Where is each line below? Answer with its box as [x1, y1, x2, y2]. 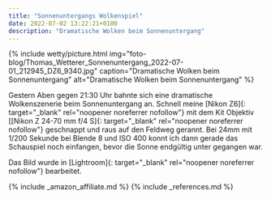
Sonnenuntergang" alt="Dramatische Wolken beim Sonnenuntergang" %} [8, 74, 255, 85]
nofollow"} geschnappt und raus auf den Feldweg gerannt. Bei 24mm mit [8, 125, 253, 134]
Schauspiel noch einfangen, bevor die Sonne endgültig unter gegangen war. [8, 142, 264, 152]
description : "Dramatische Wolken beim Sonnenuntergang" [8, 27, 205, 35]
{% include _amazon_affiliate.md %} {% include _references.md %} [8, 182, 234, 192]
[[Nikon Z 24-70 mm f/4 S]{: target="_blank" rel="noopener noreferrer [8, 116, 243, 126]
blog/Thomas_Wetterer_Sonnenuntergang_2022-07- [8, 57, 184, 67]
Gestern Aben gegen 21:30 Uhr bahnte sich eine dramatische [8, 91, 213, 100]
